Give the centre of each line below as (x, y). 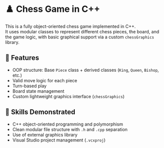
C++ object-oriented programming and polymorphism (68, 124)
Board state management (38, 91)
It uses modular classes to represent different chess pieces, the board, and (82, 31)
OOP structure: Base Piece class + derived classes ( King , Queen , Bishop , (85, 70)
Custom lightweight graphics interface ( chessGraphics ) (68, 96)
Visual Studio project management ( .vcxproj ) (59, 140)
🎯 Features (22, 58)
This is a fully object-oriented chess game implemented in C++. (71, 26)
